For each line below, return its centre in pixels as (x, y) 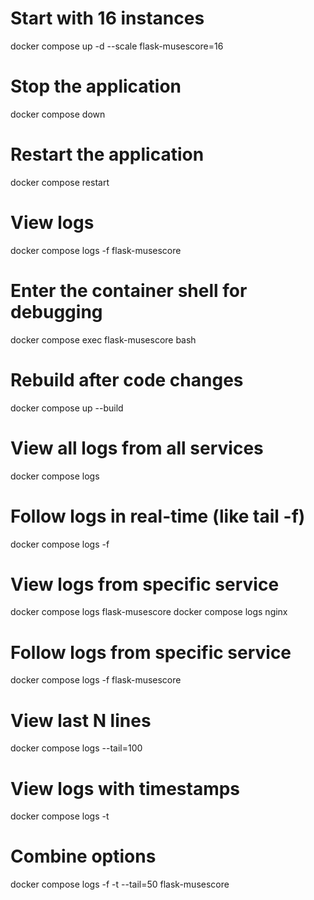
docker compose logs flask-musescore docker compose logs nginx (149, 612)
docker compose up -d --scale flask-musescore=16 (117, 46)
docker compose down (58, 114)
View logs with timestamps (125, 788)
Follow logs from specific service (151, 652)
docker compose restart (60, 182)
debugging (56, 311)
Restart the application (107, 154)
